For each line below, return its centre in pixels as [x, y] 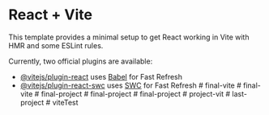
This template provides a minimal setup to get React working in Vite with [129, 37]
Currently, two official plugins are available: [81, 61]
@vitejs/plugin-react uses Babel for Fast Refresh [101, 76]
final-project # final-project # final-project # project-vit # [136, 93]
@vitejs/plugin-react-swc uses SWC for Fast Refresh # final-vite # [130, 85]
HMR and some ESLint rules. [56, 45]
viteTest [65, 102]
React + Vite [51, 15]
